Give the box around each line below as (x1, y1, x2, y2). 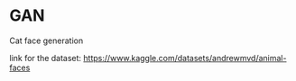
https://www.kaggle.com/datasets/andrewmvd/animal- (83, 52, 287, 63)
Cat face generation (9, 35, 84, 46)
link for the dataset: (9, 52, 82, 63)
